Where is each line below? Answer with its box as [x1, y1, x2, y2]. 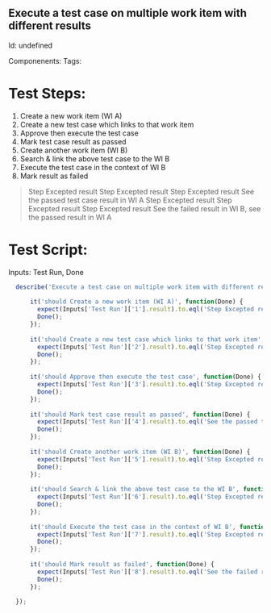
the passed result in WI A [27, 212, 112, 222]
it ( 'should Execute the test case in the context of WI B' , [29, 523, 236, 531]
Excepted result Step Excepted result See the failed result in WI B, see [27, 203, 261, 213]
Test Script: [8, 240, 88, 259]
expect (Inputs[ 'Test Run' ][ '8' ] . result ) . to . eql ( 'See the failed [37, 568, 258, 576]
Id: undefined [8, 40, 53, 50]
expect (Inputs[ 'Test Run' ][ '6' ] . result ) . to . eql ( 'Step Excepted [37, 493, 254, 501]
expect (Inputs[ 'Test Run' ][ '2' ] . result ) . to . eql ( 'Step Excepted [37, 343, 254, 351]
